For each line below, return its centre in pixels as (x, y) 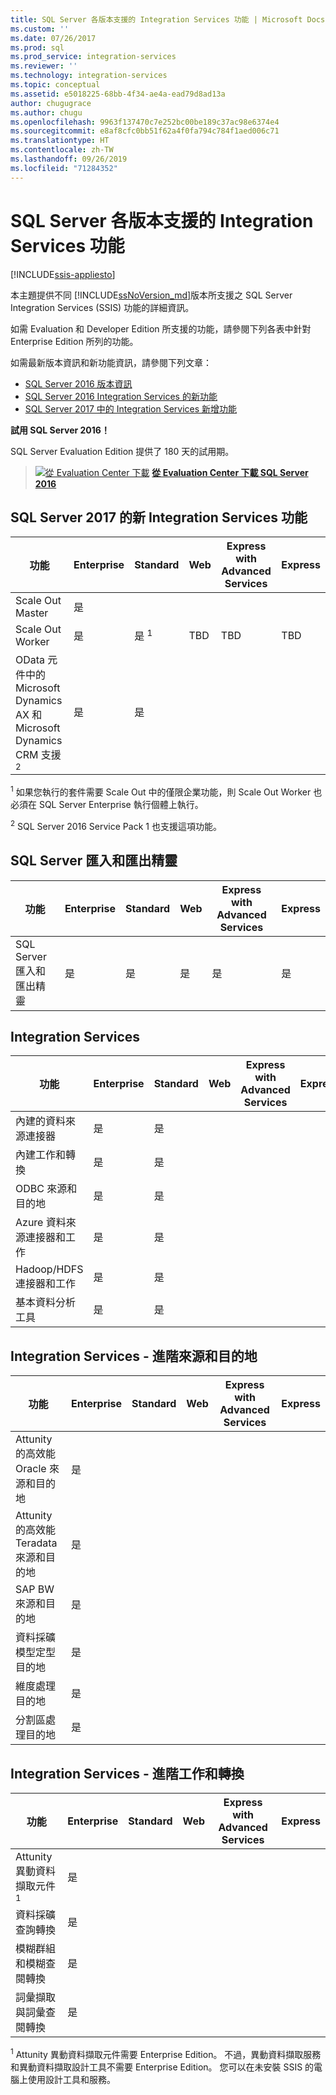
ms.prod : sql (37, 47)
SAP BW (35, 1589)
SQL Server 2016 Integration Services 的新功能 (121, 396)
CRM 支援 (38, 755)
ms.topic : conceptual (55, 85)
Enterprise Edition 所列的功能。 (74, 341)
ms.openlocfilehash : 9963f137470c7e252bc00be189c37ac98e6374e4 (145, 122)
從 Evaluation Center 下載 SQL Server (230, 472)
